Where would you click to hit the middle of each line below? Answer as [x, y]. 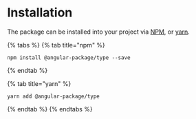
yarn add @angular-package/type [53, 96]
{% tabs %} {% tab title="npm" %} [56, 45]
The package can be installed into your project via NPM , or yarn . [99, 32]
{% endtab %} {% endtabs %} [50, 109]
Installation [40, 13]
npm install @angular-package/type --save [69, 57]
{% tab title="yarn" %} [39, 83]
